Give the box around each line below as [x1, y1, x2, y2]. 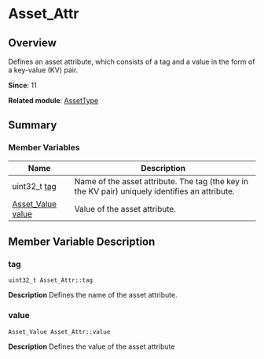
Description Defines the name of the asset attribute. [8, 291, 178, 300]
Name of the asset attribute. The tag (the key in [74, 176, 249, 187]
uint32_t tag [12, 180, 57, 191]
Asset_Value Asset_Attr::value [8, 328, 111, 335]
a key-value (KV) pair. [8, 65, 79, 75]
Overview [8, 36, 57, 50]
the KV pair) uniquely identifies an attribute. [74, 186, 235, 197]
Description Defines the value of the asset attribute [8, 342, 175, 351]
